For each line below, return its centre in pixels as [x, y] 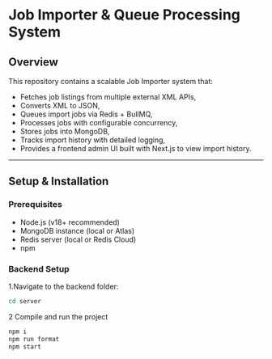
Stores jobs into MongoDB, [65, 131]
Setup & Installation [59, 182]
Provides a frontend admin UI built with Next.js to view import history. [136, 148]
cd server [25, 301]
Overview [34, 62]
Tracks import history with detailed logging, [93, 140]
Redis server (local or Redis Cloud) [78, 239]
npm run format [34, 339]
